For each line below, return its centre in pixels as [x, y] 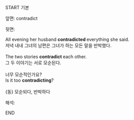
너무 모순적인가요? [24, 75]
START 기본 [17, 7]
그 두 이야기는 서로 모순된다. [33, 63]
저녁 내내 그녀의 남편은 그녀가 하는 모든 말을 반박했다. [58, 45]
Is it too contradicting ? [29, 80]
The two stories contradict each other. [46, 57]
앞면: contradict [21, 18]
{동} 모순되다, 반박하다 [28, 92]
